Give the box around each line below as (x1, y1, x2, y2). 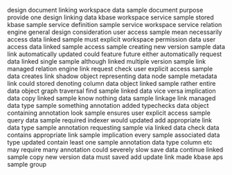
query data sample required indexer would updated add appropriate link (7, 116, 213, 124)
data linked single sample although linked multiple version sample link (7, 57, 206, 65)
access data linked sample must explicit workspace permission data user (7, 35, 216, 44)
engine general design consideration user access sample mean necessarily (7, 28, 222, 36)
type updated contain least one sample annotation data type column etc (7, 138, 213, 146)
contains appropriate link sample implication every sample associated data (7, 131, 220, 139)
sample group (7, 160, 47, 168)
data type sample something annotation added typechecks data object (7, 102, 209, 109)
